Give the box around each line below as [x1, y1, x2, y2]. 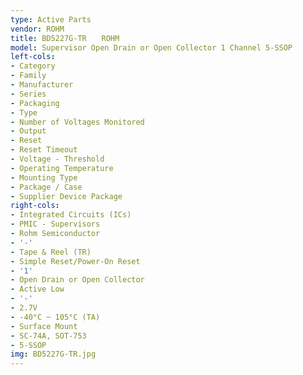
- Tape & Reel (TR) [10, 247, 92, 257]
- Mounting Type [10, 172, 78, 183]
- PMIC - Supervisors [10, 219, 101, 230]
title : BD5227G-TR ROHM [10, 33, 120, 43]
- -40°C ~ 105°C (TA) [10, 312, 101, 322]
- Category [10, 61, 56, 71]
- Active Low [10, 284, 65, 295]
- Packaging [10, 98, 60, 108]
